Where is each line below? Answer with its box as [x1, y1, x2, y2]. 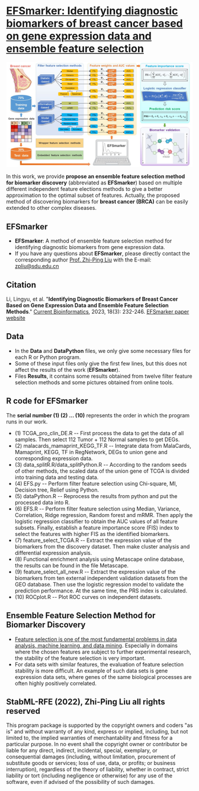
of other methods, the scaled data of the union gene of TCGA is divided [14, 467, 190, 474]
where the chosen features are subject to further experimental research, [14, 648, 191, 655]
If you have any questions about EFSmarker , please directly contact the [14, 250, 191, 257]
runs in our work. [6, 418, 48, 425]
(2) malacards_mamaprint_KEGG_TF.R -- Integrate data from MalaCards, [14, 442, 191, 449]
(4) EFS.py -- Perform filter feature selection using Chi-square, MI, [14, 480, 178, 487]
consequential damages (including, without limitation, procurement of [6, 753, 176, 760]
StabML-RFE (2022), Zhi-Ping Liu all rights [6, 697, 165, 707]
